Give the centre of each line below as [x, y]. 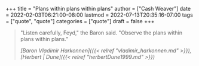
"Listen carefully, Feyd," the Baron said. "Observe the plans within [101, 33]
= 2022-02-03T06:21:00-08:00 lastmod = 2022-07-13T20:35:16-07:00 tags [99, 15]
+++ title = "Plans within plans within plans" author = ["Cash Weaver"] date [98, 9]
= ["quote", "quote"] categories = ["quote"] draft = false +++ [80, 21]
